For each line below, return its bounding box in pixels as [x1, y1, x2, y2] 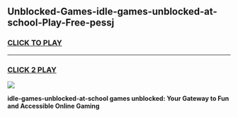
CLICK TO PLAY [7, 38, 62, 48]
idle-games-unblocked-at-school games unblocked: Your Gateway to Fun [7, 94, 229, 102]
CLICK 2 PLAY [7, 65, 57, 74]
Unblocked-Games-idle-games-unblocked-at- [7, 6, 217, 18]
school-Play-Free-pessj [7, 17, 115, 29]
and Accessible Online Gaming [7, 101, 100, 110]
